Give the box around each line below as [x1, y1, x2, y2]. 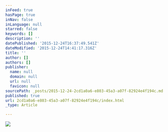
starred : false [5, 27, 38, 32]
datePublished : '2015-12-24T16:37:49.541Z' [5, 41, 100, 46]
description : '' [5, 36, 40, 41]
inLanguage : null [5, 21, 42, 27]
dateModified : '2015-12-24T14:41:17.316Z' [5, 46, 97, 51]
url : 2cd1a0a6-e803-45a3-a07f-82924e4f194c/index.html [5, 98, 125, 103]
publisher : [5, 64, 29, 70]
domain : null [10, 74, 38, 79]
